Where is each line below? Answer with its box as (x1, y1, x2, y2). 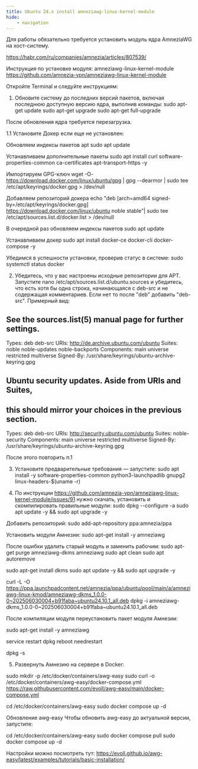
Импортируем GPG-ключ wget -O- (6, 171, 93, 178)
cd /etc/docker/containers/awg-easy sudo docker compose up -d (6, 703, 167, 710)
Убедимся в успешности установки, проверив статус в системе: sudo (6, 254, 183, 261)
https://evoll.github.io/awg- (96, 750, 163, 757)
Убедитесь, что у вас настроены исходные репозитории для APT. (14, 272, 181, 279)
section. (6, 414, 37, 424)
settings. (6, 323, 40, 334)
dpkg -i (130, 597, 148, 604)
